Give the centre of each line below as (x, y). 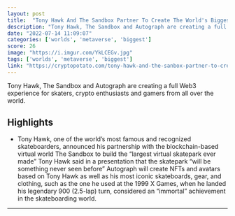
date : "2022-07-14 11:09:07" (50, 33)
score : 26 (22, 46)
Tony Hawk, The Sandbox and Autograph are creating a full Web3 (102, 85)
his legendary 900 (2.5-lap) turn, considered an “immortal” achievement (121, 191)
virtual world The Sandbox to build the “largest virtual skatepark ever (116, 154)
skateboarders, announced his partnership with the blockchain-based (118, 147)
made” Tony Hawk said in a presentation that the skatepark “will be (114, 161)
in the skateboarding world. (57, 199)
